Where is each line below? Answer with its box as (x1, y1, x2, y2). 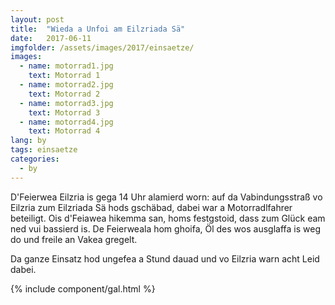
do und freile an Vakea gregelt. (10, 233, 138, 245)
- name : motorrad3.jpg (19, 98, 114, 108)
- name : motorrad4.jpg (19, 117, 114, 127)
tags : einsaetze (10, 145, 78, 155)
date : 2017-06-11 (10, 33, 92, 43)
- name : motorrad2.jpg (19, 80, 114, 90)
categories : (10, 154, 60, 164)
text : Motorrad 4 (28, 126, 101, 136)
